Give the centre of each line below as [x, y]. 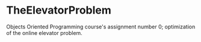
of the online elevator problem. [44, 33]
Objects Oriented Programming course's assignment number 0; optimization [101, 27]
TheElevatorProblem [59, 10]
